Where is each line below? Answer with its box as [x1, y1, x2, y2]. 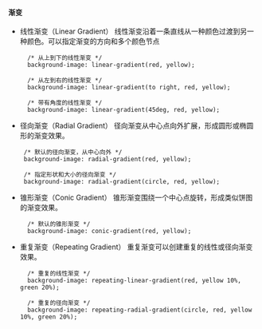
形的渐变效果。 [19, 131, 69, 141]
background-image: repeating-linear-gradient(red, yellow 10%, [27, 276, 241, 285]
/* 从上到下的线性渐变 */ [27, 54, 103, 62]
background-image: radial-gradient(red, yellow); [23, 156, 192, 164]
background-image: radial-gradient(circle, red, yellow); [23, 178, 221, 186]
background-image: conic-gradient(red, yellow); [27, 228, 192, 236]
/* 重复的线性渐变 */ [27, 270, 91, 278]
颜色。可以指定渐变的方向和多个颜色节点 [26, 37, 160, 46]
